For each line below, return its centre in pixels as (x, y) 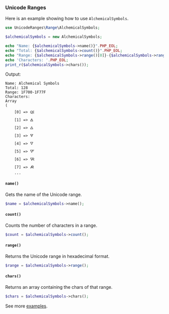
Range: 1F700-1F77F (26, 92)
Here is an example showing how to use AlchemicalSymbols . (67, 19)
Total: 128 (17, 88)
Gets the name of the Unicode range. (44, 194)
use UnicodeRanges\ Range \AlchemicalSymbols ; (53, 28)
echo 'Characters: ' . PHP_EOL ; (37, 60)
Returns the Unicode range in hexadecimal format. (57, 256)
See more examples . (26, 306)
